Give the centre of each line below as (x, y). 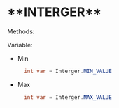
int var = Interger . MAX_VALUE (68, 97)
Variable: (20, 45)
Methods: (21, 31)
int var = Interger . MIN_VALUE (68, 71)
